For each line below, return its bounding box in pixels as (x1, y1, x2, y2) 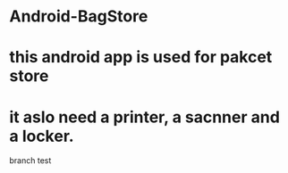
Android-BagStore (9, 6, 148, 27)
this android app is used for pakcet (9, 47, 273, 68)
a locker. (9, 126, 74, 146)
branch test (9, 155, 52, 166)
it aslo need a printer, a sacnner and (9, 107, 280, 127)
